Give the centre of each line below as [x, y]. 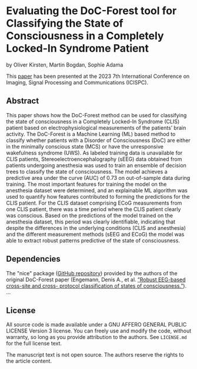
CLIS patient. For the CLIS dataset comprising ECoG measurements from [94, 203]
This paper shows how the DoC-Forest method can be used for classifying [96, 115]
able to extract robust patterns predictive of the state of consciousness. [93, 240]
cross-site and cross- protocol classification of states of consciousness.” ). [96, 286]
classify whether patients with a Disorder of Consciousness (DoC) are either [98, 140]
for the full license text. [34, 344]
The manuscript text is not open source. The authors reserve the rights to [95, 355]
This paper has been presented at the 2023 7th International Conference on [98, 76]
